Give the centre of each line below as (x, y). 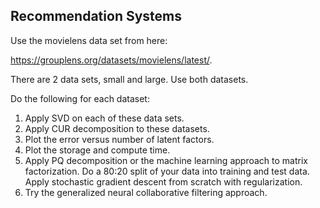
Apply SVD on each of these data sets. (104, 118)
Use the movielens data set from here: (89, 40)
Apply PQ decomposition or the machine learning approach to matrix (166, 160)
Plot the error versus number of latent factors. (119, 139)
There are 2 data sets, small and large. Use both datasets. (129, 79)
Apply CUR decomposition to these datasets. (117, 128)
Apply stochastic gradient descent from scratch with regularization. (163, 181)
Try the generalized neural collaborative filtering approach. (146, 192)
